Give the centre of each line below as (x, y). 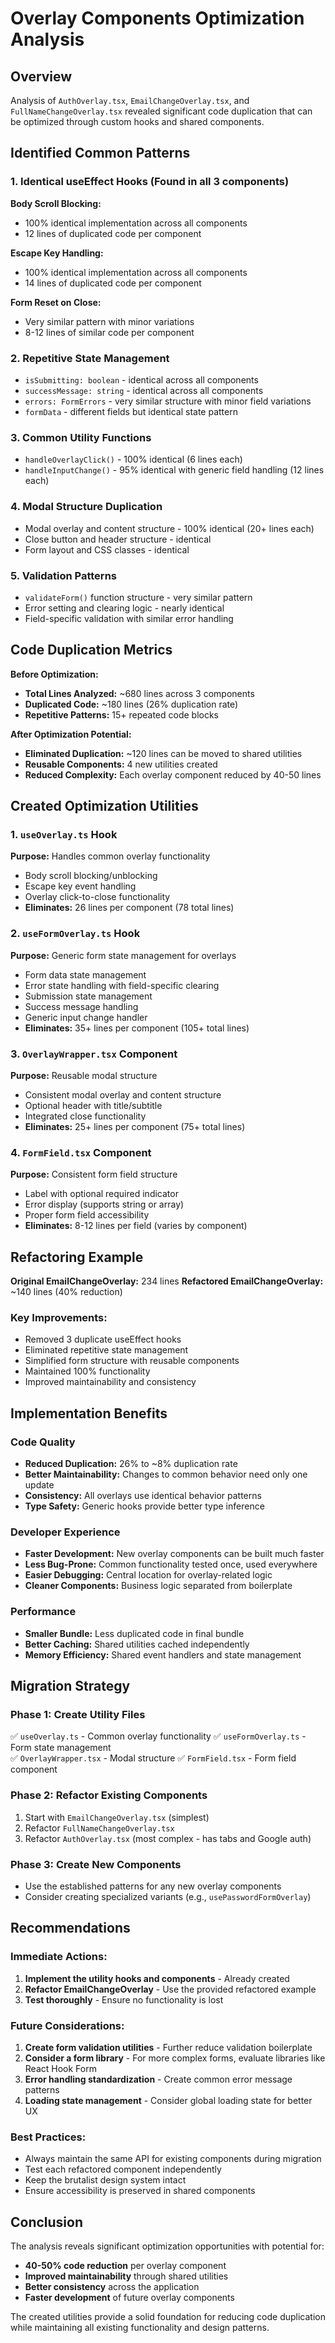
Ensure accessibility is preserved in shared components (140, 2191)
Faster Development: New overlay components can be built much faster (174, 1554)
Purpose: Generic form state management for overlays (123, 955)
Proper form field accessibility (87, 1215)
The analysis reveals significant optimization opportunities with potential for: (167, 2246)
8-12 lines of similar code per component (109, 332)
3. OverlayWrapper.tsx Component (94, 1054)
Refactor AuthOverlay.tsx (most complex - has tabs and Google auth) (168, 1838)
